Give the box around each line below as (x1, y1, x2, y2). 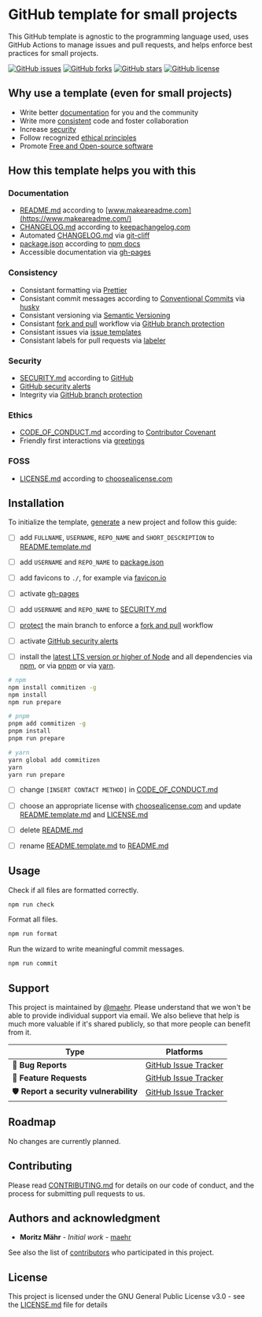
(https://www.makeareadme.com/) (19, 214, 132, 223)
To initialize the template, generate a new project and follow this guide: (8, 517, 238, 527)
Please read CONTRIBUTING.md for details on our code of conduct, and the (8, 1180, 254, 1190)
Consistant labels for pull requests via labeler (19, 336, 167, 345)
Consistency (8, 267, 58, 278)
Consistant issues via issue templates (19, 327, 142, 336)
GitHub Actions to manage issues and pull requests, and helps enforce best (8, 39, 253, 49)
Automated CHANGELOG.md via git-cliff (19, 231, 150, 240)
